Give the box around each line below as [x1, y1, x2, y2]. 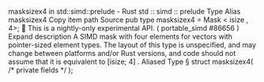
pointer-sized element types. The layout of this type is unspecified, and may [8, 40, 257, 50]
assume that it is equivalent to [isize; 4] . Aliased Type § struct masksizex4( [8, 57, 254, 66]
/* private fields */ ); [8, 65, 74, 74]
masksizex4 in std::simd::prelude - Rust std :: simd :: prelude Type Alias [8, 7, 241, 16]
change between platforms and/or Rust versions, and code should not [8, 49, 236, 58]
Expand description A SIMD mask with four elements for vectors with [8, 32, 233, 41]
